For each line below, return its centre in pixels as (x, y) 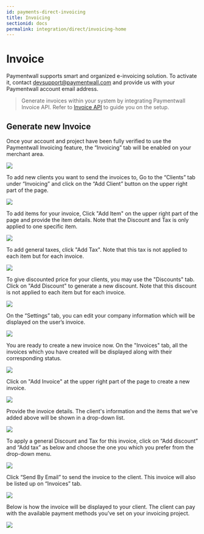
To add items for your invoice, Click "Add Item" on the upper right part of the (102, 213)
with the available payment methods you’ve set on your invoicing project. (98, 513)
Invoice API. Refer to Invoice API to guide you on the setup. (95, 107)
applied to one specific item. (42, 226)
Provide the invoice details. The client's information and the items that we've (102, 411)
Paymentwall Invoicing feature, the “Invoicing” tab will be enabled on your (99, 148)
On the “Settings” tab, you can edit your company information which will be (101, 315)
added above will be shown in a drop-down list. (66, 418)
